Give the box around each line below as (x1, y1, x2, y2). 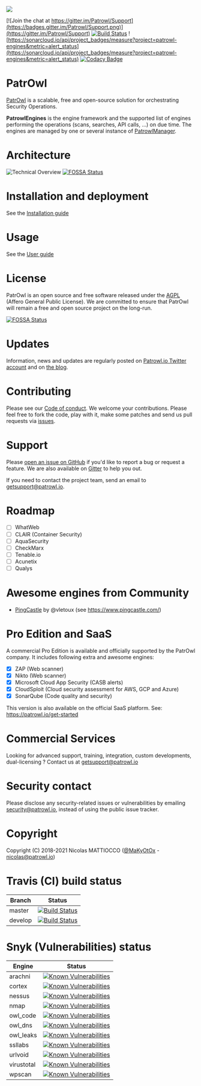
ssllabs (9, 1040, 29, 1049)
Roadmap (6, 504, 55, 518)
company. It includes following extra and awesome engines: (6, 653, 154, 661)
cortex (9, 982, 28, 990)
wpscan (9, 1070, 32, 1078)
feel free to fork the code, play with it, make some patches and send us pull (6, 410, 193, 418)
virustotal (9, 1060, 36, 1069)
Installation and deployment (6, 190, 149, 203)
